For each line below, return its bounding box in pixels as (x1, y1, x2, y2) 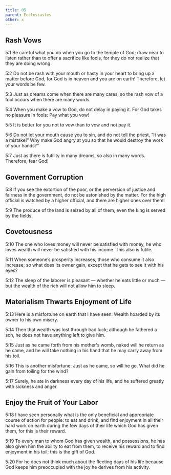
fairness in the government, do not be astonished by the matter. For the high (5, 192, 166, 198)
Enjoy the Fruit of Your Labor (5, 398, 98, 407)
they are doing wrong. (5, 60, 52, 67)
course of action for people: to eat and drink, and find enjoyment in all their (5, 417, 164, 423)
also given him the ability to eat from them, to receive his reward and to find (5, 443, 165, 449)
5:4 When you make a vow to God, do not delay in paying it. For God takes (5, 106, 162, 113)
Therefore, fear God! (5, 158, 49, 164)
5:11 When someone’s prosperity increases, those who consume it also (5, 256, 155, 263)
